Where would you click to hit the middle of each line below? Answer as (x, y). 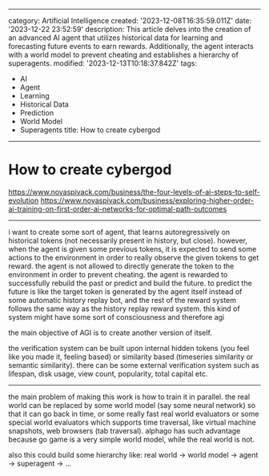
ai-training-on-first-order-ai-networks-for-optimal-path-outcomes (118, 208)
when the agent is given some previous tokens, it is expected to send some (132, 248)
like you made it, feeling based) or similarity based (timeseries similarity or (131, 357)
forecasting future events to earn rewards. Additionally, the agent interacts (131, 46)
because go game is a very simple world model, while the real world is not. (131, 439)
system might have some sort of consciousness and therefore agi (116, 317)
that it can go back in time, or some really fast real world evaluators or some (134, 413)
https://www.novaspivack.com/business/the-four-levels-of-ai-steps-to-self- (134, 192)
